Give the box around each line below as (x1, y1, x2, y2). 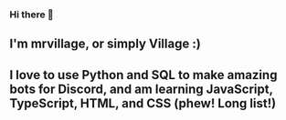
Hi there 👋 (9, 8, 55, 21)
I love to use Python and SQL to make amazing (9, 67, 278, 83)
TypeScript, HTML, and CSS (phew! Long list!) (9, 95, 277, 111)
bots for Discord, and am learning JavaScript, (9, 81, 273, 96)
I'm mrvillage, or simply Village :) (9, 36, 201, 52)
